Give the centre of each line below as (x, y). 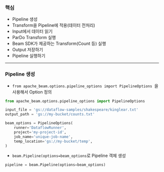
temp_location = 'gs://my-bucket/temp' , (53, 141)
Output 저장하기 (28, 50)
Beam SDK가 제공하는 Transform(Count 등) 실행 (59, 44)
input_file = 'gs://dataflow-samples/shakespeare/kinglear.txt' (72, 110)
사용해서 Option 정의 (32, 92)
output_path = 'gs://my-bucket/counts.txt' (50, 115)
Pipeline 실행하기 (29, 56)
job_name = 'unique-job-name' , (43, 137)
